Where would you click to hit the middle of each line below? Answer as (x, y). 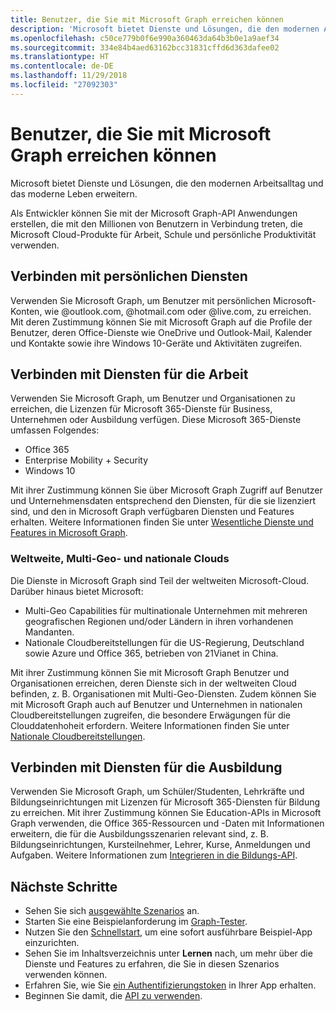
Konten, (26, 311)
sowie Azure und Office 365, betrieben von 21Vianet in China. (151, 653)
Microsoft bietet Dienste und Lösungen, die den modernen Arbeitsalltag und (167, 183)
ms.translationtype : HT (60, 57)
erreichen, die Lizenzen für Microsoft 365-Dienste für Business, (141, 409)
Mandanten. (49, 632)
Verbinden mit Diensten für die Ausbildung (146, 767)
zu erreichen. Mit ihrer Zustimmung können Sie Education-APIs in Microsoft (166, 813)
